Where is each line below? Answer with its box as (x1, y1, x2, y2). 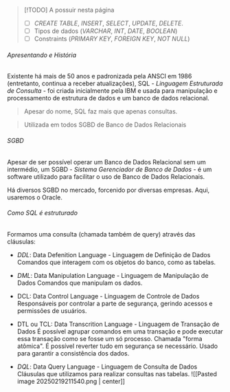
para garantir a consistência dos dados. (16, 349, 130, 357)
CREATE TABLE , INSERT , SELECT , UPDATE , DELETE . (34, 19, 184, 27)
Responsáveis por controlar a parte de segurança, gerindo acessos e (16, 299, 213, 307)
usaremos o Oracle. (7, 193, 63, 202)
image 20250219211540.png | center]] (16, 377, 126, 385)
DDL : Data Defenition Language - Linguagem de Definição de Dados (16, 250, 211, 259)
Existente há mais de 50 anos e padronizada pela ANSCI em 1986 (7, 72, 192, 80)
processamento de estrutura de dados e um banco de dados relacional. (7, 94, 209, 102)
